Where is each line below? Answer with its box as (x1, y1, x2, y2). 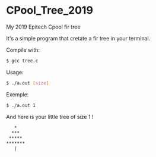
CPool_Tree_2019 (6, 4, 94, 17)
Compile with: (6, 46, 40, 54)
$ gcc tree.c (6, 58, 39, 64)
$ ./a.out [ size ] (6, 80, 49, 86)
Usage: (6, 68, 24, 76)
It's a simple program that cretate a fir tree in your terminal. (6, 34, 151, 42)
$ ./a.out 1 (6, 102, 36, 108)
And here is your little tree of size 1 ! (6, 113, 94, 120)
